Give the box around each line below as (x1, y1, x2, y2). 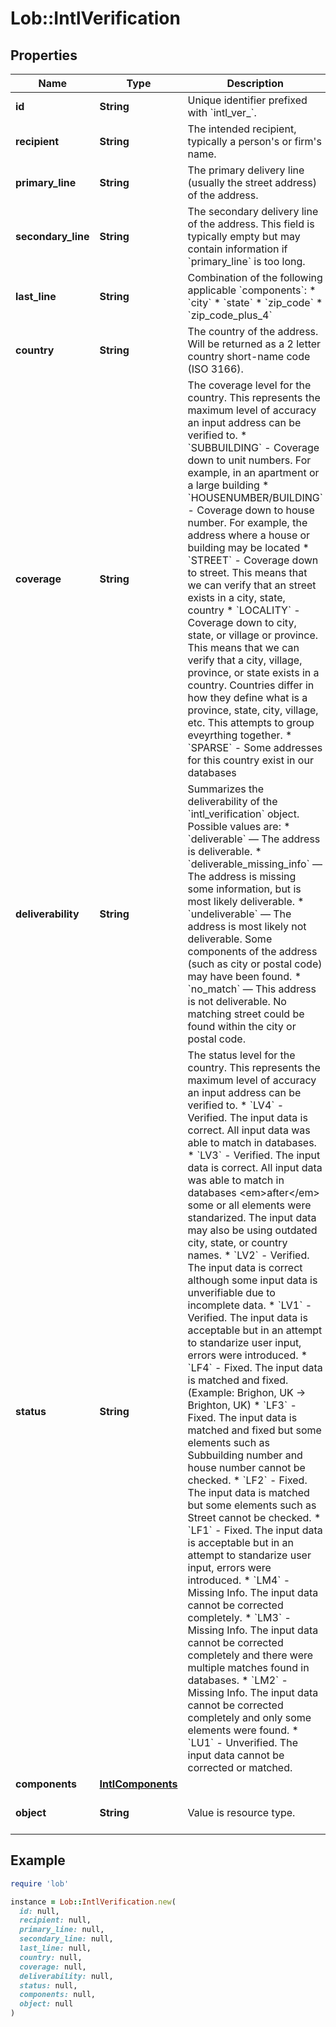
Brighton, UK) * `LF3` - (187, 1398, 297, 1412)
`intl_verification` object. (187, 807, 300, 821)
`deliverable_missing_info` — (187, 857, 323, 871)
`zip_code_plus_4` (187, 308, 273, 322)
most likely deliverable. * (187, 895, 305, 908)
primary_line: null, (19, 1925, 105, 1935)
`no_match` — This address (187, 982, 317, 996)
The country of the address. (187, 325, 319, 338)
